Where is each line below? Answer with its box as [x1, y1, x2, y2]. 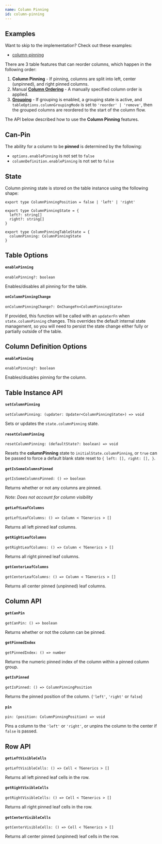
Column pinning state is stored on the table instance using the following [5, 185, 148, 191]
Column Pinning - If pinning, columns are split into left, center [12, 76, 136, 82]
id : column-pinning [5, 12, 45, 17]
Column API [5, 597, 42, 605]
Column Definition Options [5, 343, 87, 351]
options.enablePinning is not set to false [12, 153, 95, 159]
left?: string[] [9, 212, 42, 217]
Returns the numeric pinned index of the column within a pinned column [5, 659, 149, 664]
